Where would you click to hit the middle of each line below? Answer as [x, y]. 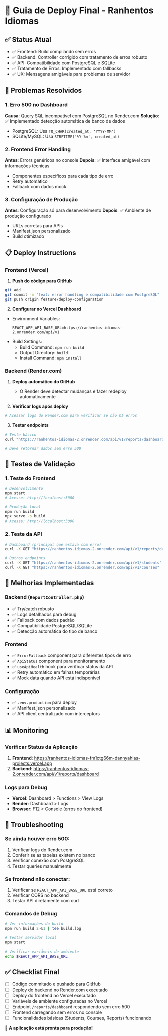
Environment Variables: [36, 318]
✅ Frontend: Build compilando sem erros [54, 52]
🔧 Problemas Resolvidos [44, 90]
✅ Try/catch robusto [33, 609]
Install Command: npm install [51, 358]
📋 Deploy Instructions [41, 253]
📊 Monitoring [27, 730]
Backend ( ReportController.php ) [45, 597]
